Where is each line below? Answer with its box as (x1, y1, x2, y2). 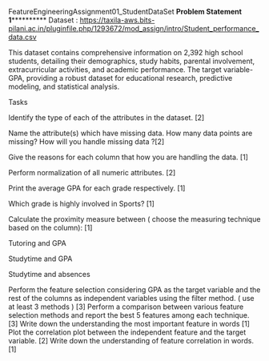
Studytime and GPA (8, 254, 73, 263)
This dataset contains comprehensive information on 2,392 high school (8, 48, 243, 57)
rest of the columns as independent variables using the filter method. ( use (8, 294, 255, 303)
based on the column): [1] (8, 223, 93, 232)
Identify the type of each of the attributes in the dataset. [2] (8, 113, 205, 122)
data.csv (8, 32, 38, 42)
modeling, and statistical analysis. (8, 82, 120, 91)
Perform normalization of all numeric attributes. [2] (8, 168, 176, 177)
